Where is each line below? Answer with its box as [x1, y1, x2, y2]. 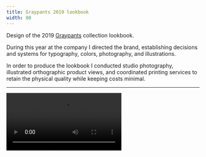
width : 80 [6, 15, 32, 21]
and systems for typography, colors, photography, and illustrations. [6, 50, 176, 57]
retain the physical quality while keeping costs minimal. [6, 75, 146, 82]
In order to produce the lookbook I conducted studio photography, [6, 62, 174, 69]
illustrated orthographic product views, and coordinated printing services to [6, 68, 197, 75]
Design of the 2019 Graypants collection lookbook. [6, 31, 134, 39]
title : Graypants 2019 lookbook [6, 9, 89, 15]
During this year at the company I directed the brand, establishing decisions [6, 44, 198, 51]
